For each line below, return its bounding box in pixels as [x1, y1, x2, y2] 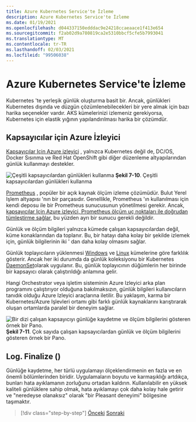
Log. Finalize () [6, 351, 61, 361]
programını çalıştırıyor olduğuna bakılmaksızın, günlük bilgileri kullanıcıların [6, 285, 186, 293]
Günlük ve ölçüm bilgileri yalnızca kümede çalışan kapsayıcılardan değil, [6, 226, 180, 233]
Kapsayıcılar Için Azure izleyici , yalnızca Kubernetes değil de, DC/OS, [6, 148, 174, 155]
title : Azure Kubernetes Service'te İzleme [6, 8, 114, 15]
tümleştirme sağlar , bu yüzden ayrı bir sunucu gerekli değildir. [6, 215, 155, 222]
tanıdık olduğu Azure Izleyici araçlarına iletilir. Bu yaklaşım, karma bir [6, 292, 171, 299]
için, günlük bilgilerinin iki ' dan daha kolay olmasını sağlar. [6, 238, 147, 245]
